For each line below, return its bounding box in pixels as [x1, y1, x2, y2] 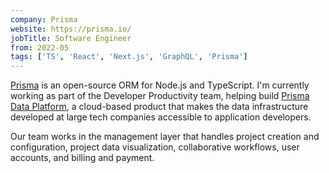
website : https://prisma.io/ [10, 24, 132, 34]
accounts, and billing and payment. [10, 152, 155, 164]
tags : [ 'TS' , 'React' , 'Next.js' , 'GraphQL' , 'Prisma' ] [10, 52, 248, 62]
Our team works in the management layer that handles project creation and [10, 131, 320, 143]
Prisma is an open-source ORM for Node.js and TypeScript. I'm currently [10, 79, 310, 91]
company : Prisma [10, 14, 78, 25]
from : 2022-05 [10, 42, 70, 53]
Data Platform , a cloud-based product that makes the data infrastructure [10, 101, 309, 113]
